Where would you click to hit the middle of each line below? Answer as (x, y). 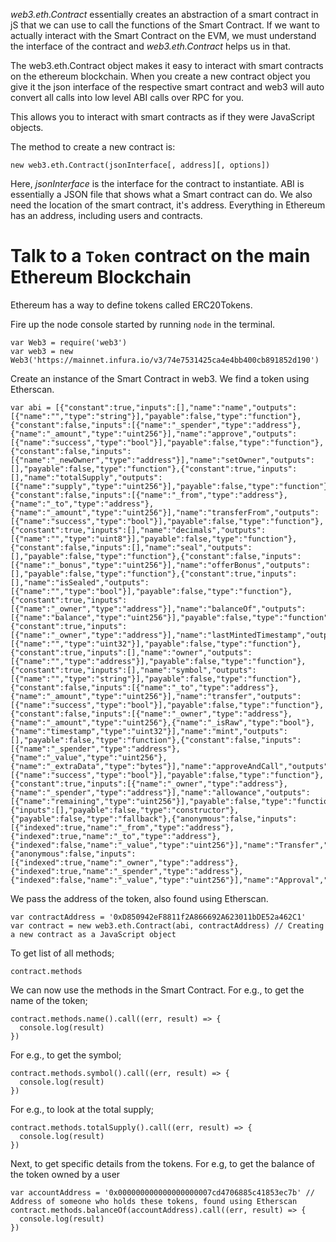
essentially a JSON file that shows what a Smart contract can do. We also (161, 194)
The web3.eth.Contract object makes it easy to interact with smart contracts (167, 65)
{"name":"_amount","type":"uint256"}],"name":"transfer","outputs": (156, 696)
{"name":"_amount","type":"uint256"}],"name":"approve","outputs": (154, 434)
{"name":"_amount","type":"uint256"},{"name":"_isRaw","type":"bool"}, (162, 722)
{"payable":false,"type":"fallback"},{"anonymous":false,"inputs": (154, 819)
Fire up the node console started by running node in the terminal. (143, 324)
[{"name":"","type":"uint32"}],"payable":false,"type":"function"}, (156, 644)
